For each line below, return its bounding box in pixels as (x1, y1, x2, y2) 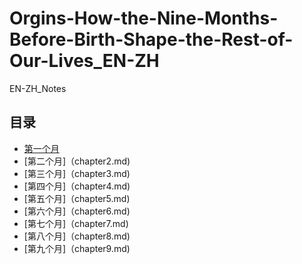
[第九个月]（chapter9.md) (23, 242, 131, 254)
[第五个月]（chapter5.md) (23, 192, 131, 204)
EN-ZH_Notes (9, 82, 67, 94)
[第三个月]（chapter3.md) (23, 167, 131, 179)
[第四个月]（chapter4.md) (23, 180, 131, 192)
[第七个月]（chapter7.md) (23, 217, 129, 229)
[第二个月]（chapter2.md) (23, 155, 131, 167)
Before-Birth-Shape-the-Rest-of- (9, 28, 294, 51)
